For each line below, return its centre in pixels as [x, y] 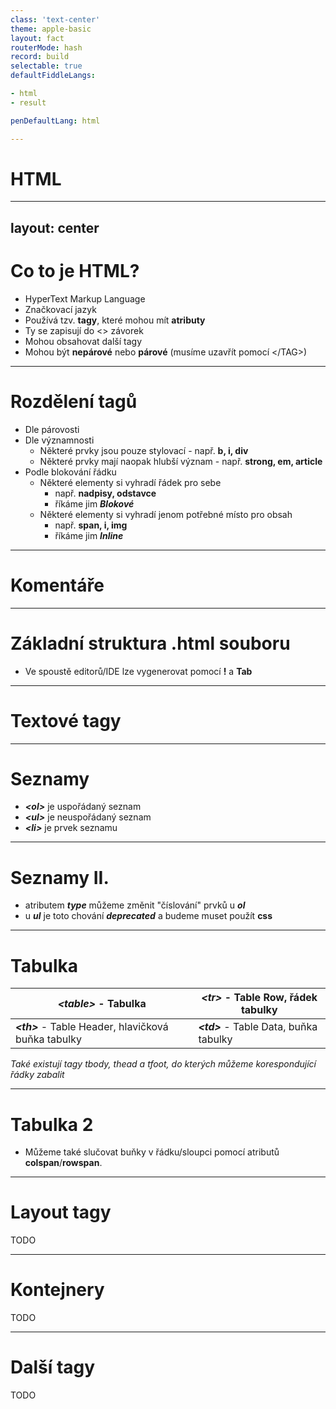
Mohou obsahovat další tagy [83, 341]
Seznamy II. [60, 877]
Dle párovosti [52, 429]
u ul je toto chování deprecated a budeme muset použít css [148, 916]
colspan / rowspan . [63, 1163]
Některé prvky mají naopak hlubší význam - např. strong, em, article [181, 461]
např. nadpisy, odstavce [105, 493]
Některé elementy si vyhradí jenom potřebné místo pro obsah [166, 514]
